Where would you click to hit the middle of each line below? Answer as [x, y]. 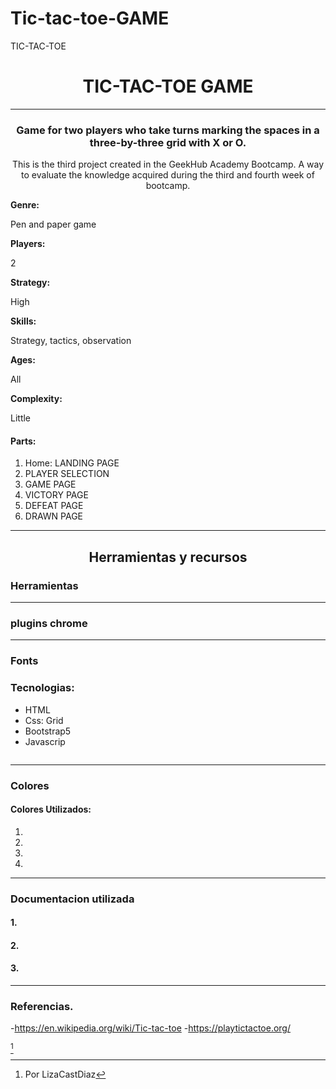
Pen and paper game [53, 224]
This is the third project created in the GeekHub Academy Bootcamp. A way [168, 164]
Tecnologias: [42, 688]
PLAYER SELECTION [67, 474]
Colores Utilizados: [51, 809]
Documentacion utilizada [72, 899]
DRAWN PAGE [54, 516]
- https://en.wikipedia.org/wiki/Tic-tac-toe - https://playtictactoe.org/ [150, 1028]
